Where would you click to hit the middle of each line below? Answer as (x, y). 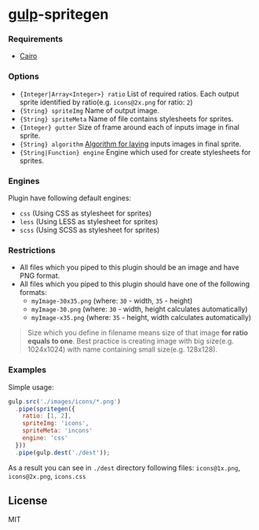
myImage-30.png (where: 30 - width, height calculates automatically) (140, 309)
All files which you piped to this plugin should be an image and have (129, 267)
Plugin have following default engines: (70, 198)
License (28, 501)
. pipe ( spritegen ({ (46, 409)
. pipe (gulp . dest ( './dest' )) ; (63, 453)
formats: (33, 293)
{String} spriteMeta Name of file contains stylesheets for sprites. (126, 119)
